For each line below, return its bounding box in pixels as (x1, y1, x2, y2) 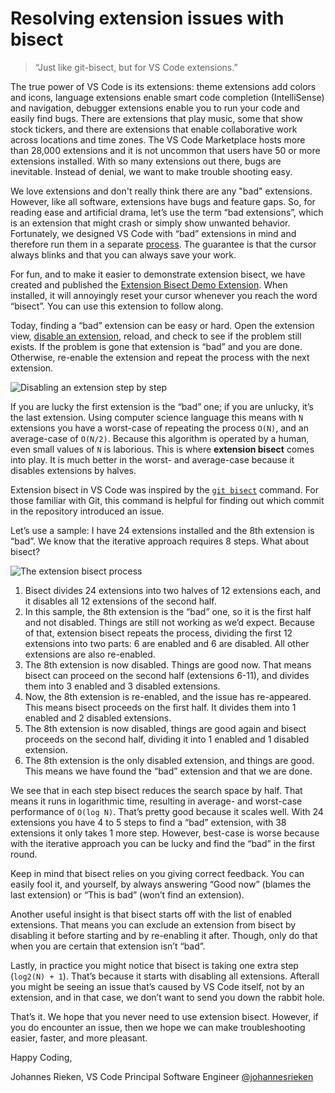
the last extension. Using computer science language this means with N (10, 411, 304, 423)
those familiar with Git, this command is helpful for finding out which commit (10, 494, 325, 506)
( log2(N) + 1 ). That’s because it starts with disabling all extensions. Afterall (10, 970, 320, 982)
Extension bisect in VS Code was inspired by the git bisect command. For (10, 483, 320, 496)
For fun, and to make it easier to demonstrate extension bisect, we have (10, 268, 306, 280)
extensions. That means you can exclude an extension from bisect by (10, 918, 297, 931)
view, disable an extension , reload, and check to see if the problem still (10, 330, 302, 342)
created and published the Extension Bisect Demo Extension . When (10, 278, 288, 291)
